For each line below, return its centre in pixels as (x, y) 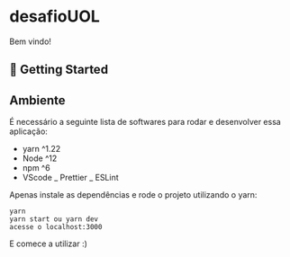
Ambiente (37, 100)
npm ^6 (36, 168)
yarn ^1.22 (41, 149)
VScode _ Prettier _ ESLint (70, 178)
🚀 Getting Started (59, 70)
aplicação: (28, 131)
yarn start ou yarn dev (54, 219)
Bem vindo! (31, 41)
